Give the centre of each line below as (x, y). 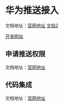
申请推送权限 (25, 54)
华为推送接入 (32, 10)
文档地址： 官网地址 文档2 (32, 25)
